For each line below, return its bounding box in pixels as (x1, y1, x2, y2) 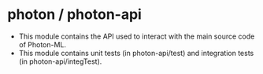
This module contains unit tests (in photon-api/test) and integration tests (18, 48, 254, 57)
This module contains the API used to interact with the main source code (18, 31, 255, 41)
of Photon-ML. (18, 39, 67, 49)
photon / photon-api (7, 6, 143, 24)
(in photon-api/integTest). (18, 57, 102, 66)
